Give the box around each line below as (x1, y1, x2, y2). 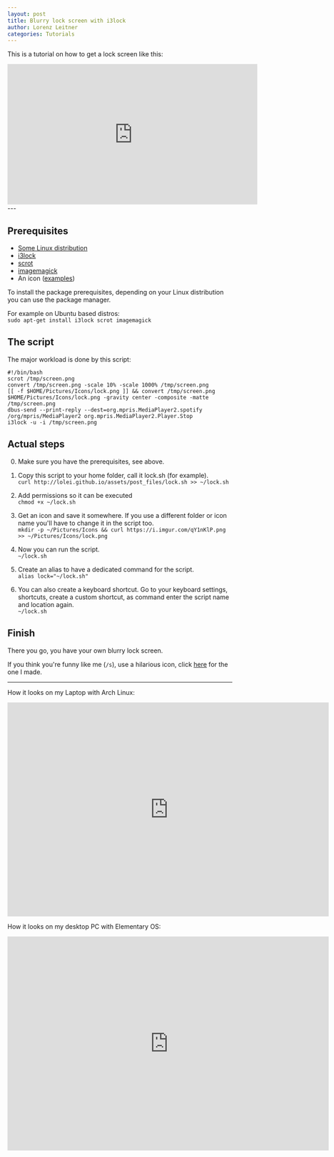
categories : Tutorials (7, 30, 75, 38)
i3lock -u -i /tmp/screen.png (7, 419, 98, 426)
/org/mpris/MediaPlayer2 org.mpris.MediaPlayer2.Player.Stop (7, 412, 193, 419)
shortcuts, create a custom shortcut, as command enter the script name (17, 593, 230, 601)
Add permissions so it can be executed (17, 491, 133, 499)
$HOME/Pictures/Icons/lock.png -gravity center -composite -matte (7, 394, 209, 401)
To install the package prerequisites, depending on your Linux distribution (7, 288, 224, 297)
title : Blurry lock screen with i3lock (7, 17, 126, 24)
